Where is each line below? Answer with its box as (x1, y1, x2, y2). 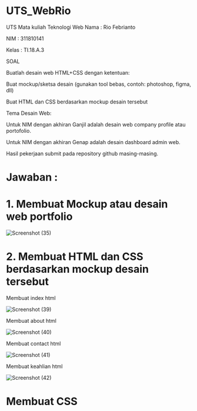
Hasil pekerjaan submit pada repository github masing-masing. (6, 150, 159, 157)
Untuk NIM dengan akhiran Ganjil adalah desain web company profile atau (6, 121, 186, 128)
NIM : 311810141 (6, 35, 44, 42)
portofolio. (6, 127, 31, 134)
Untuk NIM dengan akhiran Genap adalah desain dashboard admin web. (6, 138, 181, 145)
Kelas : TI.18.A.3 (6, 46, 45, 54)
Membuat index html (6, 295, 56, 301)
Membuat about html (6, 318, 57, 324)
